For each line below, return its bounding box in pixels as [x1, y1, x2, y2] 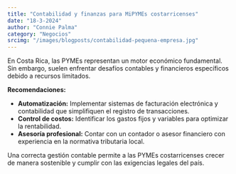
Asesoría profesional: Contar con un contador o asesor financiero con [17, 130, 225, 138]
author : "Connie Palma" [7, 24, 78, 31]
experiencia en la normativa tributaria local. [17, 137, 145, 146]
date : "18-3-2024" [7, 17, 62, 24]
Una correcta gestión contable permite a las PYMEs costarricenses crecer [7, 151, 225, 160]
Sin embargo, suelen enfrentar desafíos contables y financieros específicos [7, 64, 229, 73]
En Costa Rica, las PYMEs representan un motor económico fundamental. [7, 56, 222, 65]
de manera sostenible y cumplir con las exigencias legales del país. [7, 158, 205, 168]
